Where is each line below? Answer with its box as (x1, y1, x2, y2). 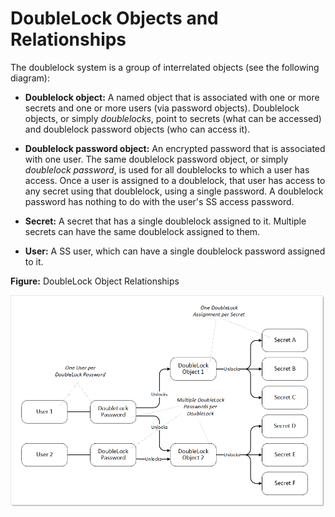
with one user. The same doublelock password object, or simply (24, 153, 289, 165)
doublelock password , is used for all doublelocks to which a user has (24, 163, 310, 176)
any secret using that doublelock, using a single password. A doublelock (24, 185, 324, 197)
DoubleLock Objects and (10, 7, 219, 30)
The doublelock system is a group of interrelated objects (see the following (10, 61, 320, 73)
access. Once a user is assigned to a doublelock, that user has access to (24, 174, 326, 186)
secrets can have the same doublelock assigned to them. (24, 225, 261, 237)
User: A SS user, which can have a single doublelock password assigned (24, 245, 326, 257)
